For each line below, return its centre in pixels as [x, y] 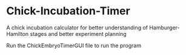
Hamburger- [164, 27]
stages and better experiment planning [78, 33]
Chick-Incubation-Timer [68, 11]
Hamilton [18, 33]
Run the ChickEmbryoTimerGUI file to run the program [74, 45]
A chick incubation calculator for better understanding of [77, 27]
